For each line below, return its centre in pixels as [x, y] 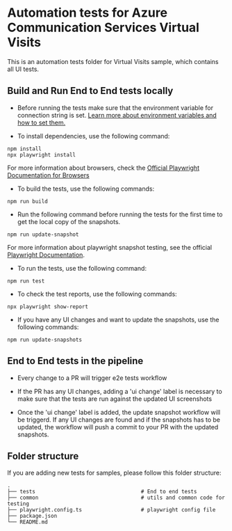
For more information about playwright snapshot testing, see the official [110, 247]
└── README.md [28, 522]
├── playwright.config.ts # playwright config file [111, 510]
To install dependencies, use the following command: [93, 136]
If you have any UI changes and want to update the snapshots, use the [118, 319]
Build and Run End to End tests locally [90, 91]
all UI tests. [23, 69]
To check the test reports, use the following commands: [97, 294]
